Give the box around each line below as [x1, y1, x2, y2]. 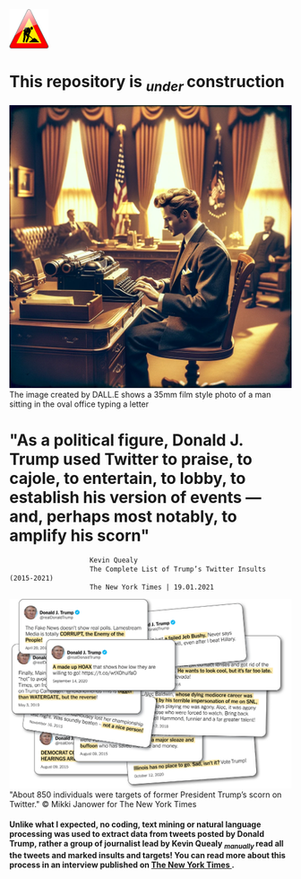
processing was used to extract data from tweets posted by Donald [9, 829, 264, 839]
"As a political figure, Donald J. [9, 430, 244, 450]
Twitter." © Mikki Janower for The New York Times [9, 798, 197, 809]
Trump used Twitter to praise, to [9, 449, 253, 470]
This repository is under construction [9, 72, 285, 95]
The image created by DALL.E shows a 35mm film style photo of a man [9, 389, 271, 400]
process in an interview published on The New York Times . [9, 859, 235, 870]
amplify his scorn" [9, 525, 150, 546]
